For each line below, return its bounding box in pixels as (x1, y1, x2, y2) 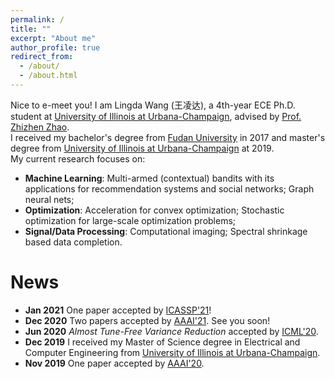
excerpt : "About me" (10, 33, 97, 43)
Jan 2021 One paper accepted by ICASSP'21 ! (24, 304, 212, 316)
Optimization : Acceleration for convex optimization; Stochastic (24, 204, 285, 216)
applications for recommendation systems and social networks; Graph (24, 182, 315, 195)
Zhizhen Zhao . (10, 121, 70, 133)
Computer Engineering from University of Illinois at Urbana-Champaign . (24, 346, 321, 358)
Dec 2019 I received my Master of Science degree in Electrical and (24, 336, 301, 348)
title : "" (10, 24, 52, 34)
